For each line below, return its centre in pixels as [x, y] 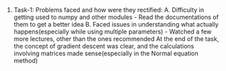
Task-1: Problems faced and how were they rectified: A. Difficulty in [109, 10]
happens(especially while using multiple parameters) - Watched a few [112, 31]
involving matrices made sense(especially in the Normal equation [106, 53]
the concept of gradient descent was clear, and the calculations [104, 46]
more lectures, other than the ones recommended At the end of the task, [116, 39]
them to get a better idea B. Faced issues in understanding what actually [116, 24]
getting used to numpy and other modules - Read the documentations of [116, 17]
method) [26, 60]
